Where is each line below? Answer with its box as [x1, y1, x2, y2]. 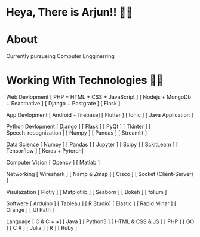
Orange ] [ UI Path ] [6, 206, 54, 214]
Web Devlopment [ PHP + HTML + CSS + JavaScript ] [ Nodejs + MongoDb [6, 93, 192, 101]
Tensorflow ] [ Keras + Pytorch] [6, 147, 84, 154]
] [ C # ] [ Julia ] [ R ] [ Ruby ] [6, 224, 78, 232]
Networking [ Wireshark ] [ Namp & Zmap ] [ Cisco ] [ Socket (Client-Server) [6, 171, 194, 178]
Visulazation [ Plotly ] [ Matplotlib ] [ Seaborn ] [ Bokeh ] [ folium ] [6, 189, 167, 196]
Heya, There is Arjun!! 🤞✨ [6, 5, 133, 19]
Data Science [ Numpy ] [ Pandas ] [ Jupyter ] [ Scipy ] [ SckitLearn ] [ [6, 141, 179, 148]
